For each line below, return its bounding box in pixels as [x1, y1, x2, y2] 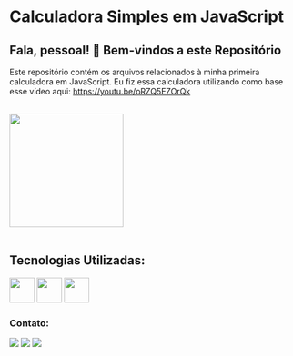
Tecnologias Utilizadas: [9, 252, 146, 269]
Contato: [9, 316, 50, 329]
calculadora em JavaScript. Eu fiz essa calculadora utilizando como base [9, 76, 284, 87]
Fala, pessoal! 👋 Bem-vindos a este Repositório [9, 43, 282, 58]
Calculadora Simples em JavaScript [9, 6, 285, 27]
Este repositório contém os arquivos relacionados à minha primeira [9, 66, 260, 77]
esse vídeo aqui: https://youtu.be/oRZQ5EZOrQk [9, 86, 191, 96]
